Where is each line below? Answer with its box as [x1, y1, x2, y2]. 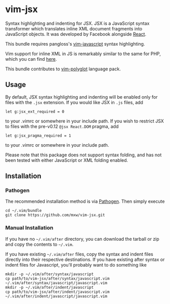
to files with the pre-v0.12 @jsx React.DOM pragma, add [5, 123, 119, 129]
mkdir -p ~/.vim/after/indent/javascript [5, 285, 94, 290]
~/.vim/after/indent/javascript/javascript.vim [5, 293, 108, 299]
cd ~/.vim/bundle [5, 208, 42, 213]
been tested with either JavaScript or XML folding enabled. [5, 157, 128, 163]
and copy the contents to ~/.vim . [5, 241, 74, 247]
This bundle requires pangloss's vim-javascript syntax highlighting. [5, 40, 145, 47]
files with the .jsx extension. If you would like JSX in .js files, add [5, 99, 143, 105]
